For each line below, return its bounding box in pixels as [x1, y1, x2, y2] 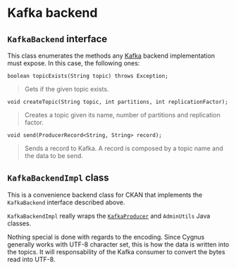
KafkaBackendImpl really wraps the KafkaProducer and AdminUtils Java [7, 211, 211, 220]
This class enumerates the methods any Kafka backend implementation [7, 51, 215, 60]
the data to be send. [24, 152, 83, 159]
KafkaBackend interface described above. [7, 198, 125, 206]
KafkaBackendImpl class [7, 172, 109, 184]
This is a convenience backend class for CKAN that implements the [7, 190, 203, 199]
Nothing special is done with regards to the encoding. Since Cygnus [7, 232, 205, 241]
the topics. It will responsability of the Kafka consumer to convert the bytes [7, 247, 225, 256]
